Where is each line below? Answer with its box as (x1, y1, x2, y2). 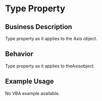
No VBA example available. (5, 90, 60, 96)
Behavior (5, 50, 34, 58)
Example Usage (5, 77, 54, 86)
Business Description (5, 23, 72, 31)
